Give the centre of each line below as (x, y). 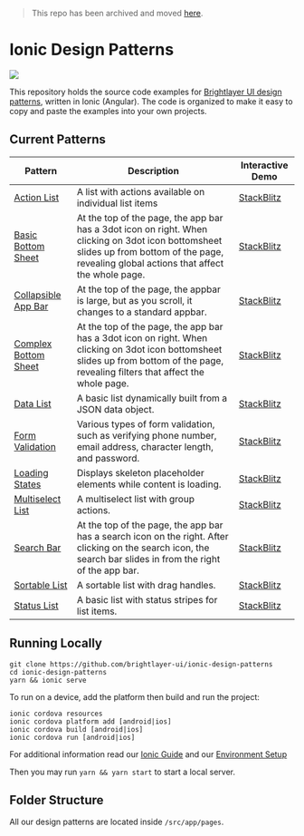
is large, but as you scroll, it (134, 300)
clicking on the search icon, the (143, 548)
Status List (36, 605)
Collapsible (38, 295)
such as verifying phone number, (147, 435)
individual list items (117, 203)
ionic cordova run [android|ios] (72, 737)
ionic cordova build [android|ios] (76, 729)
